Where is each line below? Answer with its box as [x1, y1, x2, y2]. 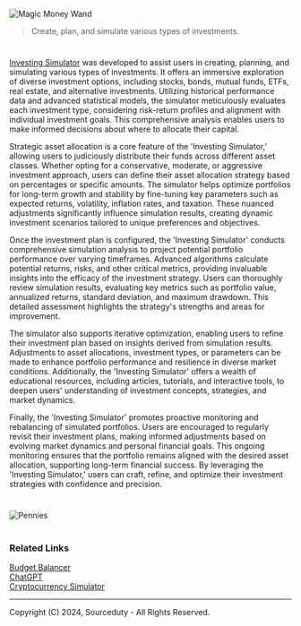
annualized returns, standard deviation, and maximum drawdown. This [9, 292, 270, 303]
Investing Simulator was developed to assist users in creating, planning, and [9, 57, 289, 68]
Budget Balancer [9, 562, 72, 572]
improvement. [9, 311, 61, 322]
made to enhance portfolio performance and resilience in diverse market [9, 356, 277, 367]
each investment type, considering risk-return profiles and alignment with [9, 105, 280, 116]
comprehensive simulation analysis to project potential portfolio [9, 244, 244, 255]
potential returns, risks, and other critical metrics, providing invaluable [9, 263, 268, 274]
